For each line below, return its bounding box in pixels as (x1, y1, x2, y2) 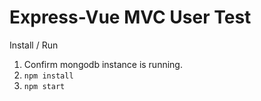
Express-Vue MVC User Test (9, 6, 252, 29)
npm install (23, 71, 74, 81)
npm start (23, 81, 66, 91)
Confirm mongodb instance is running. (23, 58, 183, 70)
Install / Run (9, 39, 59, 51)
